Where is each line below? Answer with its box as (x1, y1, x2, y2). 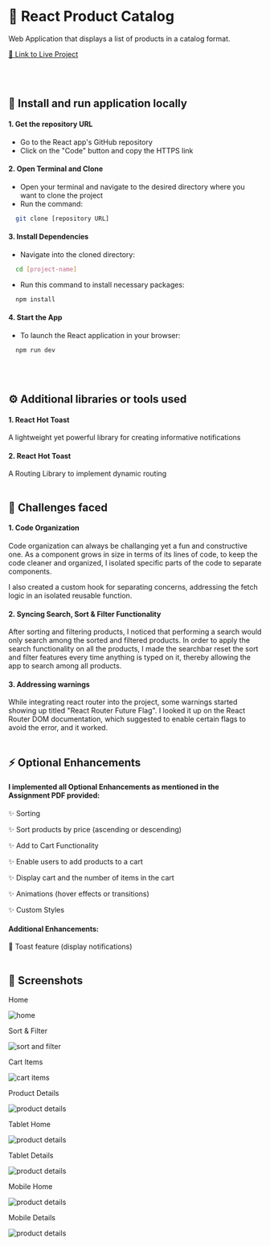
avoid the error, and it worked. (8, 723, 108, 733)
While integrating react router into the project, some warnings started (8, 697, 238, 707)
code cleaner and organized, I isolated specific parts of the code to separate (8, 558, 262, 568)
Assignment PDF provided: (8, 790, 100, 800)
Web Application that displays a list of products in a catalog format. (8, 34, 231, 43)
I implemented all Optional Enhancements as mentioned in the (8, 782, 219, 792)
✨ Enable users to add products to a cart (8, 857, 143, 867)
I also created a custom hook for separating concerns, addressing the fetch (8, 582, 259, 592)
